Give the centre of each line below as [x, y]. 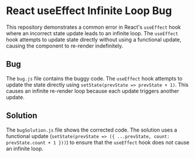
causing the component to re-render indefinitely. [65, 46]
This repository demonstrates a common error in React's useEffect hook [94, 27]
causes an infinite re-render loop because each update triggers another [93, 91]
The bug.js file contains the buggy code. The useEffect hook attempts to [94, 78]
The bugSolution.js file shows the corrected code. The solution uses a [92, 130]
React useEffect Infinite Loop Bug [89, 11]
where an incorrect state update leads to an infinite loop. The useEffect [92, 33]
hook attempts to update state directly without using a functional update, [94, 39]
